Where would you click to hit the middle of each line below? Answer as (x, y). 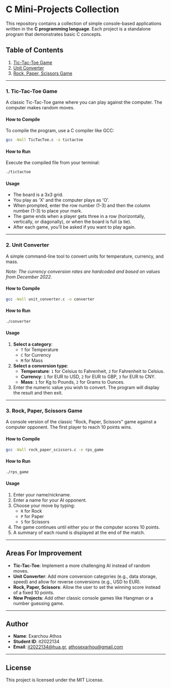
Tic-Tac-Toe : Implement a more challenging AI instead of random (81, 566)
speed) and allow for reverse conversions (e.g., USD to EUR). (77, 582)
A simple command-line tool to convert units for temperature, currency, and (85, 256)
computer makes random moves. (40, 108)
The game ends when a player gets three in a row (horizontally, (79, 216)
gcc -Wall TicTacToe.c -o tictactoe (44, 140)
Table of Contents (35, 50)
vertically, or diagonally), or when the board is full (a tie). (72, 222)
